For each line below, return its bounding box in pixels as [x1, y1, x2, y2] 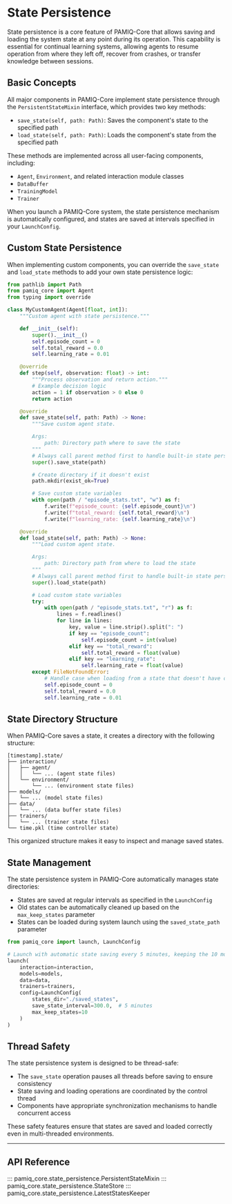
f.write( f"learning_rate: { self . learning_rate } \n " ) [43, 515, 196, 522]
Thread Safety [7, 1040, 70, 1052]
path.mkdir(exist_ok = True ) [32, 477, 110, 484]
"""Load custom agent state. [32, 541, 116, 548]
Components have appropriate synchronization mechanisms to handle [17, 1102, 217, 1110]
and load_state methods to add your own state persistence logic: [7, 268, 193, 276]
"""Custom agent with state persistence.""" [19, 313, 150, 320]
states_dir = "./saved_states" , [32, 996, 119, 1003]
